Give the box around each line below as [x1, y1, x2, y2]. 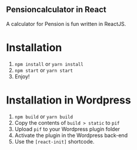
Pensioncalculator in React [6, 5, 107, 15]
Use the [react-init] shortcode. [14, 138, 95, 145]
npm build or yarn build [14, 113, 73, 120]
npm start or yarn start [14, 66, 73, 74]
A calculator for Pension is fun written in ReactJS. [6, 20, 126, 27]
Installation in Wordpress [6, 94, 131, 106]
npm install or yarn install [14, 60, 83, 67]
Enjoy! [14, 73, 30, 80]
